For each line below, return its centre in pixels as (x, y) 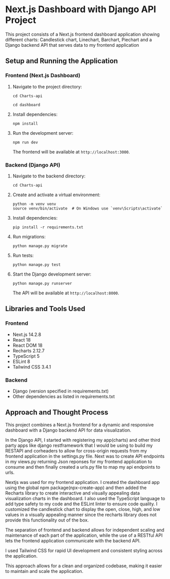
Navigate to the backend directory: (49, 176)
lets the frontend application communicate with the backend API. (73, 540)
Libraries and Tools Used (45, 309)
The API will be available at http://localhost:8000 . (66, 293)
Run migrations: (29, 236)
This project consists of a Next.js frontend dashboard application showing (82, 34)
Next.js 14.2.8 (27, 334)
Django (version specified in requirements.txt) (61, 391)
